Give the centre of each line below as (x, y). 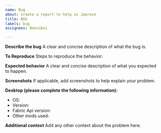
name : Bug (15, 10)
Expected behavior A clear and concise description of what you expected (81, 66)
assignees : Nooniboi (27, 28)
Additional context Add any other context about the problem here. (73, 126)
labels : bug (17, 24)
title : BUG (16, 19)
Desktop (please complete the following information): (61, 90)
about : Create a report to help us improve (51, 14)
